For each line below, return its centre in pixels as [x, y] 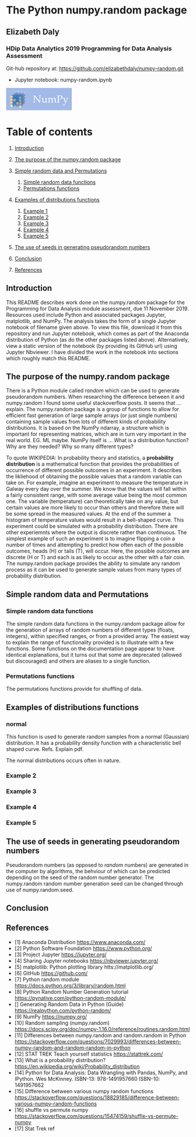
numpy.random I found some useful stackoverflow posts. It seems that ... [94, 403]
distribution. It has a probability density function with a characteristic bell [94, 743]
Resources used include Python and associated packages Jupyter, [86, 315]
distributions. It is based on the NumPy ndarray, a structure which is [87, 428]
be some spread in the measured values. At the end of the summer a [88, 514]
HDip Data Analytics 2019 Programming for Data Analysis [89, 49]
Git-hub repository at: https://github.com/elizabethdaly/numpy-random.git [95, 68]
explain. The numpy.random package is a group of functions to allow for [93, 409]
